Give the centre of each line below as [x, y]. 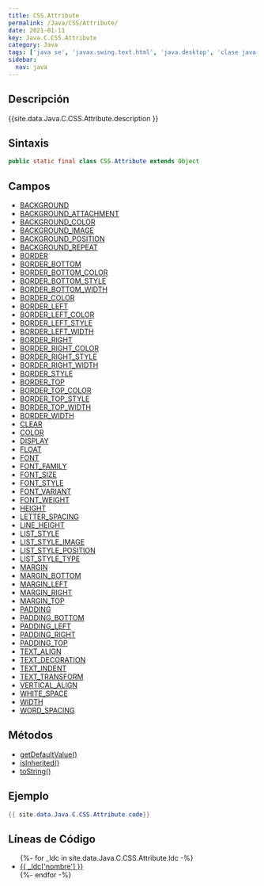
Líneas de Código [52, 839]
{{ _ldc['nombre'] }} [51, 867]
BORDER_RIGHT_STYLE [58, 357]
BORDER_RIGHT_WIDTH [59, 365]
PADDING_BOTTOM [52, 618]
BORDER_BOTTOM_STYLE [63, 281]
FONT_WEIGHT [44, 500]
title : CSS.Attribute [44, 15]
